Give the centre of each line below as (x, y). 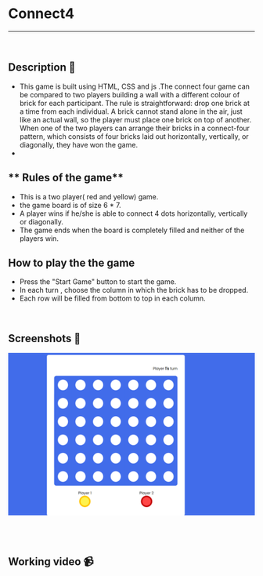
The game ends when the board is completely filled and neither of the (132, 230)
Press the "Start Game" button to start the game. (98, 282)
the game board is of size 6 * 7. (70, 205)
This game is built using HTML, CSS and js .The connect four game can (135, 86)
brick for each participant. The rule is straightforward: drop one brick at (135, 103)
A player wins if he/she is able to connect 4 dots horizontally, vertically (133, 213)
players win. (39, 238)
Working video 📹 (51, 562)
